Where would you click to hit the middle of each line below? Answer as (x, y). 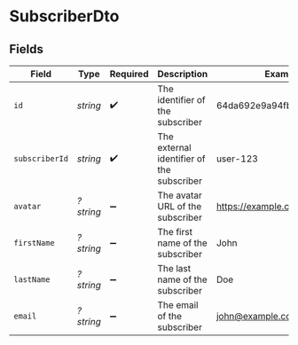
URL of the (180, 206)
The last (174, 268)
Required (129, 74)
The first (175, 232)
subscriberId (41, 158)
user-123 (237, 159)
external (175, 148)
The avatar (180, 195)
